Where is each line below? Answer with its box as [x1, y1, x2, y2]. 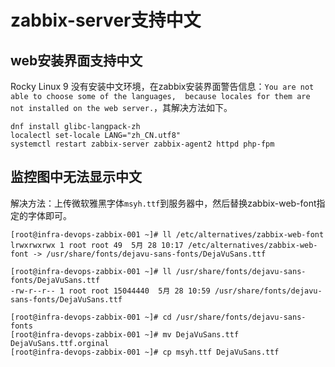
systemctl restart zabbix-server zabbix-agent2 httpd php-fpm [10, 139, 275, 149]
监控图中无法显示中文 [10, 169, 142, 186]
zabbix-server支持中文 [10, 9, 202, 32]
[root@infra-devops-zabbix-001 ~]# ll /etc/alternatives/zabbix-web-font [10, 229, 325, 240]
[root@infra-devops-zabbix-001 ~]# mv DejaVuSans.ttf [10, 329, 240, 340]
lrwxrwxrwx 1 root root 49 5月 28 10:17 [10, 240, 184, 250]
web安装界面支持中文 [10, 52, 143, 69]
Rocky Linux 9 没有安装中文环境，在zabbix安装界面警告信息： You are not [10, 81, 315, 92]
